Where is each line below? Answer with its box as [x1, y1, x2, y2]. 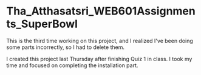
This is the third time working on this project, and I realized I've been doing [6, 37, 193, 44]
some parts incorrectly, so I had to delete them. [6, 44, 124, 51]
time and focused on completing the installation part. [6, 62, 138, 69]
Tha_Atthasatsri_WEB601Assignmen [6, 4, 196, 18]
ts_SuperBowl [6, 17, 78, 31]
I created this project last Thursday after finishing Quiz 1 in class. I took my [6, 55, 192, 62]
